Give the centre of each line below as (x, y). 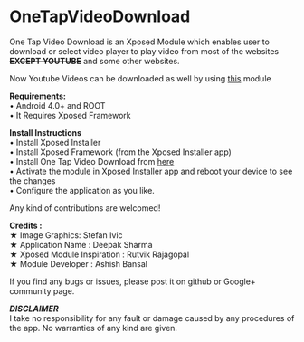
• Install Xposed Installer (55, 142)
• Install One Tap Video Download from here (92, 161)
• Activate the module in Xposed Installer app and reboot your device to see (151, 171)
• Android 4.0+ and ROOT (57, 105)
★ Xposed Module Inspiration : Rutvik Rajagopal (100, 254)
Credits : (26, 225)
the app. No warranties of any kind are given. (94, 328)
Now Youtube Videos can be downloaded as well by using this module (140, 78)
